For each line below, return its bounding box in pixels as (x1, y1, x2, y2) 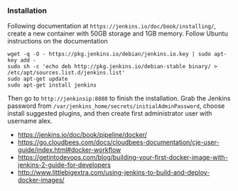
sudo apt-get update (7, 75, 69, 83)
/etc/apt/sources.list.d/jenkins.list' (7, 70, 126, 77)
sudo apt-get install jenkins (7, 82, 97, 89)
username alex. (7, 116, 53, 126)
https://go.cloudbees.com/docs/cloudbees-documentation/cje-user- (17, 138, 220, 147)
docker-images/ (17, 176, 65, 185)
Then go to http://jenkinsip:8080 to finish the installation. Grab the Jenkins (7, 94, 231, 103)
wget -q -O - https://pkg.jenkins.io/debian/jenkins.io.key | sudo (7, 50, 212, 58)
